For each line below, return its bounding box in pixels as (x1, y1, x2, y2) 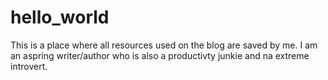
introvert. (10, 60, 48, 72)
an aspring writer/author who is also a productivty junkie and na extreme (10, 49, 310, 61)
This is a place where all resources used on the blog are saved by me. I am (10, 39, 318, 51)
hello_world (10, 6, 110, 29)
